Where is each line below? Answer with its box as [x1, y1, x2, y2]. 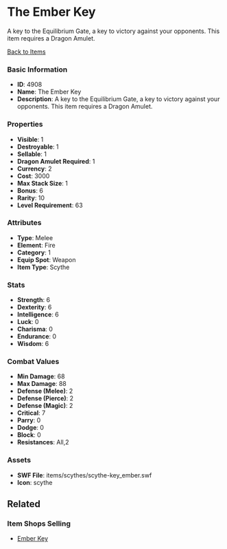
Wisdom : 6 [16, 340, 49, 348]
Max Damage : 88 [16, 380, 67, 388]
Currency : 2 [16, 164, 53, 173]
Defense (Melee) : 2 [16, 387, 73, 396]
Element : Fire [16, 241, 56, 249]
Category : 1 [16, 248, 51, 257]
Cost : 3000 [16, 171, 50, 180]
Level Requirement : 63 [16, 201, 84, 209]
